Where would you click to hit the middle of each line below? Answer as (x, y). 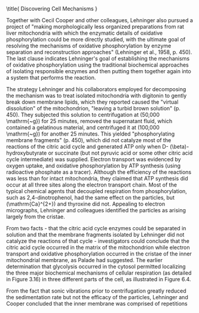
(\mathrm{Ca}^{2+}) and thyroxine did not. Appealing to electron (86, 204)
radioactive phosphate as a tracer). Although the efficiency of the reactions (99, 172)
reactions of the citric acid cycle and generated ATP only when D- (87, 147)
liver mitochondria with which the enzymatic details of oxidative (85, 33)
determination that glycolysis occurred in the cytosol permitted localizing (96, 267)
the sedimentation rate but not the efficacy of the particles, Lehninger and (97, 297)
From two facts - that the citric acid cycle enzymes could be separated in (96, 228)
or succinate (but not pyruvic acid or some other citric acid (120, 153)
